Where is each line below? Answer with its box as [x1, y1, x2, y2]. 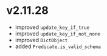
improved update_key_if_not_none [15, 30, 100, 37]
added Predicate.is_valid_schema [15, 43, 102, 50]
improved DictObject [15, 36, 68, 43]
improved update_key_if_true [15, 23, 90, 31]
